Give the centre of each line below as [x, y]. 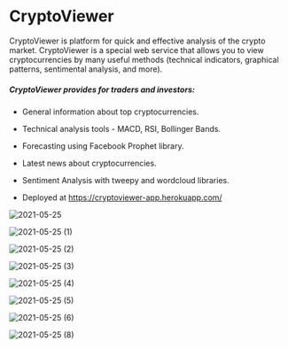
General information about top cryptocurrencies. [110, 112]
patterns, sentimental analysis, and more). [86, 69]
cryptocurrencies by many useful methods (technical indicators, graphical [144, 59]
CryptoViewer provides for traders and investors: [102, 89]
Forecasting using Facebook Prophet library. [103, 146]
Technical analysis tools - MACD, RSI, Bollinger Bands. [121, 128]
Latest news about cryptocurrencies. [89, 163]
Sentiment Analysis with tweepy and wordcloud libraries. [125, 180]
